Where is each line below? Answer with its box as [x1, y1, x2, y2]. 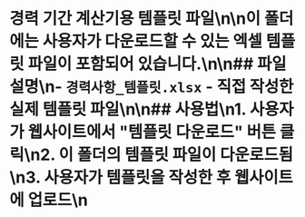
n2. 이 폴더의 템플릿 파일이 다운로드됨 [30, 144, 293, 165]
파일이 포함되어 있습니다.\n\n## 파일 [27, 54, 288, 74]
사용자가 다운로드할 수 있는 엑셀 [42, 31, 263, 52]
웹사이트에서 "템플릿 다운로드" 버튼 [27, 122, 277, 143]
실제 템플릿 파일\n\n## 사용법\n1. [9, 99, 247, 120]
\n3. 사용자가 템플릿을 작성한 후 [9, 167, 231, 188]
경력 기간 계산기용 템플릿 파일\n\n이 [9, 8, 261, 29]
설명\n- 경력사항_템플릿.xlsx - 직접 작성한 [9, 76, 294, 97]
